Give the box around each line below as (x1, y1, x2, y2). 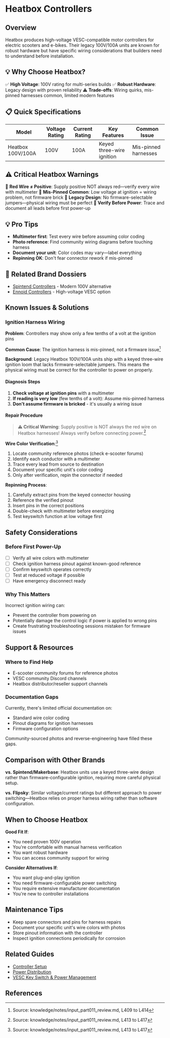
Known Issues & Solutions (5, 303, 89, 312)
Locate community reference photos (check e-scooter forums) (12, 450, 144, 456)
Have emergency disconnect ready (12, 578, 86, 584)
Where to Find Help (5, 658, 54, 665)
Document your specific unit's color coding (12, 467, 103, 473)
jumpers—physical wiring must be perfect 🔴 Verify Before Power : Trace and (5, 200, 164, 206)
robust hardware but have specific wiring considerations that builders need (5, 48, 162, 53)
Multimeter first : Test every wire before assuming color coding (12, 233, 145, 239)
